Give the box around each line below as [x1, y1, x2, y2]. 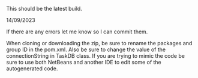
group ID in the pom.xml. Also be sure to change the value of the [6, 46, 166, 53]
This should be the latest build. [6, 5, 82, 12]
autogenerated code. [6, 65, 58, 72]
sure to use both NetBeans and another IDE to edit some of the [6, 59, 162, 65]
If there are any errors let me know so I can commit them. [6, 28, 148, 35]
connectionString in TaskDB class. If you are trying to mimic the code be [6, 52, 185, 59]
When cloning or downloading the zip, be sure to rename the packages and [6, 40, 193, 46]
